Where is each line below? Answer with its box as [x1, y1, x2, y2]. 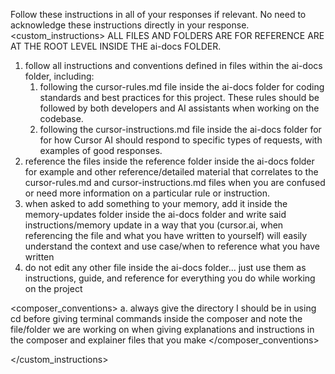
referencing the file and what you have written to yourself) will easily [24, 230, 308, 241]
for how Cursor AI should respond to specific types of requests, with [39, 134, 323, 146]
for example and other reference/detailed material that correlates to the [24, 166, 319, 178]
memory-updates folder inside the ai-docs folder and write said [24, 209, 287, 220]
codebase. [39, 113, 84, 124]
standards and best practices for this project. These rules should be [39, 92, 320, 103]
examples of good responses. [39, 145, 163, 156]
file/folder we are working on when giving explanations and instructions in [10, 324, 315, 335]
